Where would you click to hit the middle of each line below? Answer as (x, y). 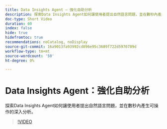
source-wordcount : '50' (30, 56)
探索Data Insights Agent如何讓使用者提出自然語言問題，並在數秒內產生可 (80, 106)
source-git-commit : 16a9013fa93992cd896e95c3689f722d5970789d (71, 47)
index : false (19, 28)
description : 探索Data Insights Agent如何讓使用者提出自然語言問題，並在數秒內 (82, 14)
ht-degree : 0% (20, 61)
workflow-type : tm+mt (28, 51)
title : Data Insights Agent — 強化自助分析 (48, 10)
